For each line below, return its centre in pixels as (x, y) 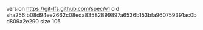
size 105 (50, 21)
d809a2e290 (23, 21)
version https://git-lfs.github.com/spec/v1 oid (63, 9)
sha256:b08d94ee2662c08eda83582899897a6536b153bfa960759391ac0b (101, 15)
